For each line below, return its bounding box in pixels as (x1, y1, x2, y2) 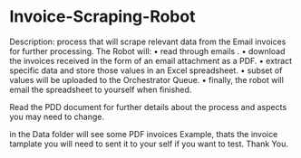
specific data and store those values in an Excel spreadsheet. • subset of (9, 65, 283, 76)
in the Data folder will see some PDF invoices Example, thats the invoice (9, 128, 278, 139)
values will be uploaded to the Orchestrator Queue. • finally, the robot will (9, 74, 284, 85)
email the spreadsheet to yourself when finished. (9, 84, 192, 95)
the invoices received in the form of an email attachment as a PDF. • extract (9, 55, 293, 66)
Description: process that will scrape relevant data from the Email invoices (9, 36, 286, 47)
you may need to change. (9, 111, 105, 122)
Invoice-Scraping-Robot (9, 6, 196, 27)
